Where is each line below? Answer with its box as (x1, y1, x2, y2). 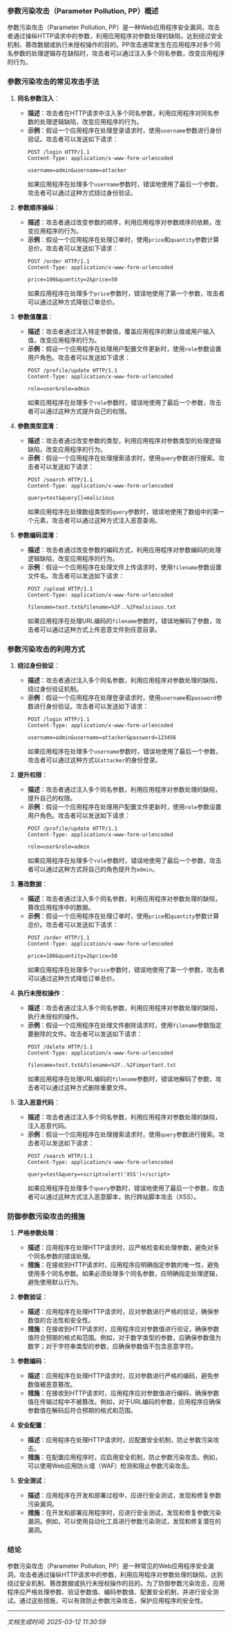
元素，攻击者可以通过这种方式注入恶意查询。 (33, 516, 161, 524)
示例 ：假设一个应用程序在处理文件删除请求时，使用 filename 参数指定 (27, 1021, 222, 1029)
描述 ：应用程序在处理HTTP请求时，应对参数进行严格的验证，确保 (27, 1308, 214, 1316)
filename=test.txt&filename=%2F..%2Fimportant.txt (27, 1061, 177, 1068)
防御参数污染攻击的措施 (7, 1211, 85, 1221)
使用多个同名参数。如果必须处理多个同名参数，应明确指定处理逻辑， (27, 1269, 222, 1278)
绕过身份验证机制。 (27, 684, 83, 693)
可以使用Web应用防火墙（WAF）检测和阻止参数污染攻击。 (27, 1461, 193, 1470)
